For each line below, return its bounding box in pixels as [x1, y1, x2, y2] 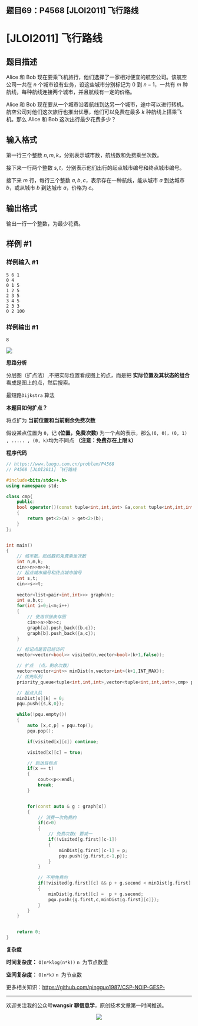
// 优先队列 [16, 673, 42, 679]
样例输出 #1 [6, 323, 38, 331]
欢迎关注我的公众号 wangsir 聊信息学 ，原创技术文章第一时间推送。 [6, 1002, 167, 1009]
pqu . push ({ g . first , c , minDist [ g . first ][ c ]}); [48, 896, 160, 902]
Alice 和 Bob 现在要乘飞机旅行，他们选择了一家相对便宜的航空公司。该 [6, 73, 177, 81]
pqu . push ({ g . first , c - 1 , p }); [58, 853, 128, 859]
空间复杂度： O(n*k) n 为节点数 [6, 971, 82, 978]
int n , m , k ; [16, 559, 44, 565]
